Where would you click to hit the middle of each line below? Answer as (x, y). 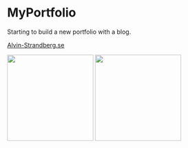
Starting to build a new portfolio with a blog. (69, 32)
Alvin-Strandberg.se (36, 45)
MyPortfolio (42, 13)
